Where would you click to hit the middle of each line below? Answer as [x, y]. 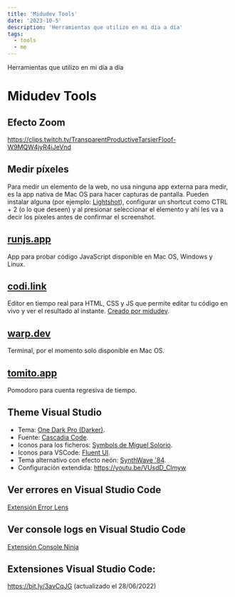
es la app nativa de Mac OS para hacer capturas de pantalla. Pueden [108, 194]
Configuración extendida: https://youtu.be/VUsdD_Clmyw [102, 467]
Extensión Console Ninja [43, 546]
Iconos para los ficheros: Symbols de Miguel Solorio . [95, 445]
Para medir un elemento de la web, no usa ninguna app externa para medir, [118, 187]
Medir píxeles [38, 169]
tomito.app [32, 373]
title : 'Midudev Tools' [43, 14]
